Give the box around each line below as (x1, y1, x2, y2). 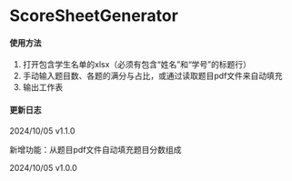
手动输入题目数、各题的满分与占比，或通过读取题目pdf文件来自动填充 (22, 70, 284, 82)
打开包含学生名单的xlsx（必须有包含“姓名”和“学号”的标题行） (22, 59, 252, 70)
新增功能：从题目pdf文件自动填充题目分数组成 (9, 144, 182, 155)
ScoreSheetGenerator (9, 5, 179, 26)
